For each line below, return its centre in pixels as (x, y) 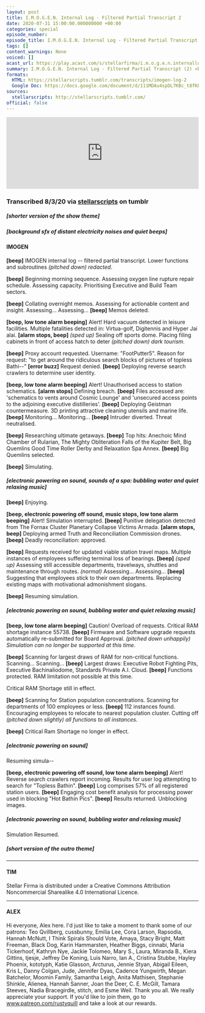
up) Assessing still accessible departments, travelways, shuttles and (92, 565)
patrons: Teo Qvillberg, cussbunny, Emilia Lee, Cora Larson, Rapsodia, (95, 932)
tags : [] (17, 46)
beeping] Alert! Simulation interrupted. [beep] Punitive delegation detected (101, 521)
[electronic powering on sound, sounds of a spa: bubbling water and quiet (103, 481)
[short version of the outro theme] (50, 848)
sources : (17, 92)
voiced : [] (20, 57)
